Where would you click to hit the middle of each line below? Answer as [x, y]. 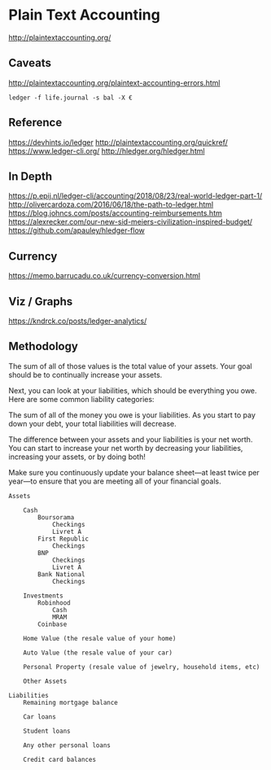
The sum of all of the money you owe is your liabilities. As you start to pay [132, 415]
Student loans [47, 731]
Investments [43, 596]
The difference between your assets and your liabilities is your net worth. [131, 439]
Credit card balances [59, 759]
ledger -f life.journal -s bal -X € [70, 98]
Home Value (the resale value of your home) [100, 638]
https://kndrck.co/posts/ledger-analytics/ [78, 321]
